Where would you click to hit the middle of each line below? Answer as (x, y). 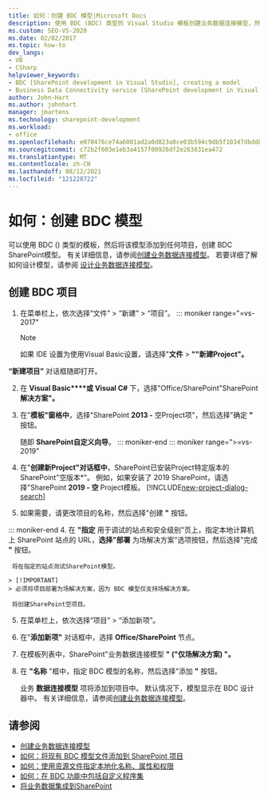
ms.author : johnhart (43, 105)
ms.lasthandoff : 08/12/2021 (55, 172)
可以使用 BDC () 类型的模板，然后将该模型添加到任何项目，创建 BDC (120, 244)
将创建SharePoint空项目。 (50, 604)
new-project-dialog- (215, 487)
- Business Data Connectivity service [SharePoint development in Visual (134, 90)
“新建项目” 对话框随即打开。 (55, 371)
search (31, 496)
